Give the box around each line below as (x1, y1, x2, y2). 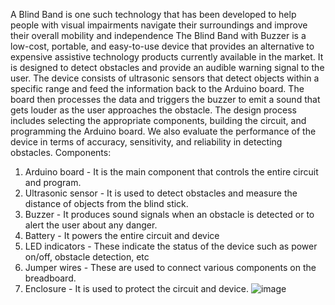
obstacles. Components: (10, 147, 112, 158)
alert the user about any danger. (24, 219, 158, 231)
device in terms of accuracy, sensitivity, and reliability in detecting (10, 136, 283, 148)
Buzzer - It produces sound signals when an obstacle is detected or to (24, 209, 315, 220)
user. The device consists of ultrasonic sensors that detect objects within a (10, 72, 320, 84)
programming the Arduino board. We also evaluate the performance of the (10, 125, 317, 137)
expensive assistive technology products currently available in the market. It (10, 51, 324, 63)
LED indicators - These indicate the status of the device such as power (24, 240, 318, 252)
